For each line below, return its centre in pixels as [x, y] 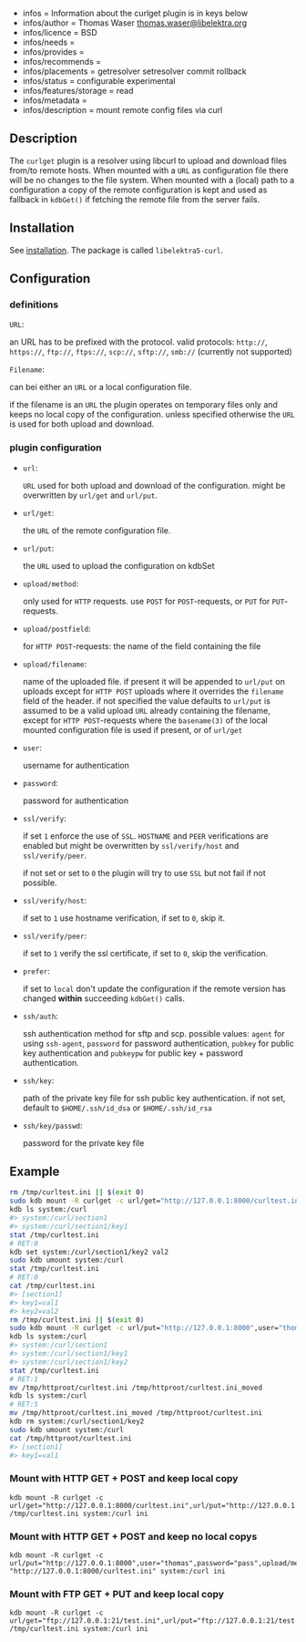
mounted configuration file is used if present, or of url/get [133, 729]
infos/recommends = [62, 62]
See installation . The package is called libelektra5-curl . [117, 250]
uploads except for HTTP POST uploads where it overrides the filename [153, 691]
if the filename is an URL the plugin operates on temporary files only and [143, 405]
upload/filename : [55, 664]
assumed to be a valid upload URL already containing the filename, [147, 710]
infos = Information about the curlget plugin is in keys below [135, 13]
